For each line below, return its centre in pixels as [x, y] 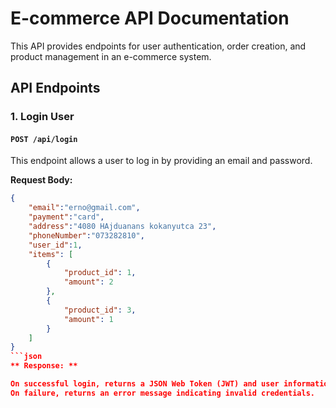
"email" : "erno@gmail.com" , [84, 208]
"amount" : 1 [88, 319]
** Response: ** [44, 366]
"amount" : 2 [88, 282]
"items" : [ [51, 254]
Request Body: [41, 180]
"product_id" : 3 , [100, 310]
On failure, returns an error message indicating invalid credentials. [162, 393]
